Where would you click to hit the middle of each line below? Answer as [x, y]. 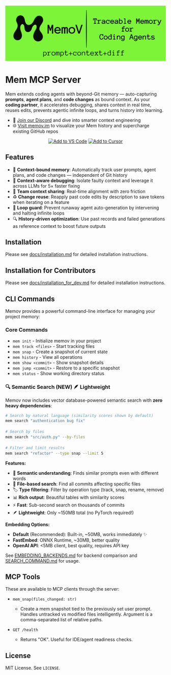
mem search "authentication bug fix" [45, 421]
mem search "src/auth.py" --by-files [45, 437]
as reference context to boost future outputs [59, 226]
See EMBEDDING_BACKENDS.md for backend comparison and [71, 555]
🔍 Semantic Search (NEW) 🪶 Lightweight [58, 387]
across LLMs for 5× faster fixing [46, 186]
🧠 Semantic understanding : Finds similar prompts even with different [85, 473]
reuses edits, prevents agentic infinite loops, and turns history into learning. [84, 110]
